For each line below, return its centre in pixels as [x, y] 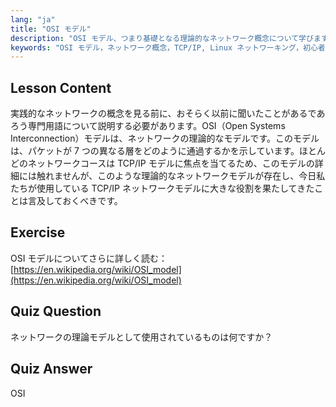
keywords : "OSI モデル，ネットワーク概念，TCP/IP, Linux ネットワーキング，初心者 [168, 47]
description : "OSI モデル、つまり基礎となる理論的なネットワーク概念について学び [162, 38]
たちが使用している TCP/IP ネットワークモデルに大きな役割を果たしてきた [162, 188]
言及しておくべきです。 [75, 201]
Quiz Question [56, 311]
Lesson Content [61, 87]
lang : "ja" [33, 19]
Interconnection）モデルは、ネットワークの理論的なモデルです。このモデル [165, 138]
